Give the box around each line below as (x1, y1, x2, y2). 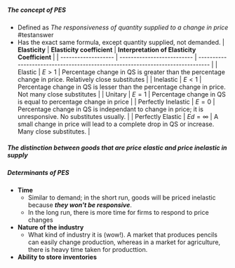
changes (27, 216, 54, 224)
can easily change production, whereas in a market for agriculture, (27, 238, 221, 246)
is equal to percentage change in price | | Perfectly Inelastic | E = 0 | (17, 97, 215, 106)
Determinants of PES (7, 168, 69, 176)
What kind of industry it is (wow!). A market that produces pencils (27, 231, 217, 239)
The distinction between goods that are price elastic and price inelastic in (7, 143, 227, 152)
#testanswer (17, 30, 54, 38)
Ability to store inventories (17, 253, 97, 262)
